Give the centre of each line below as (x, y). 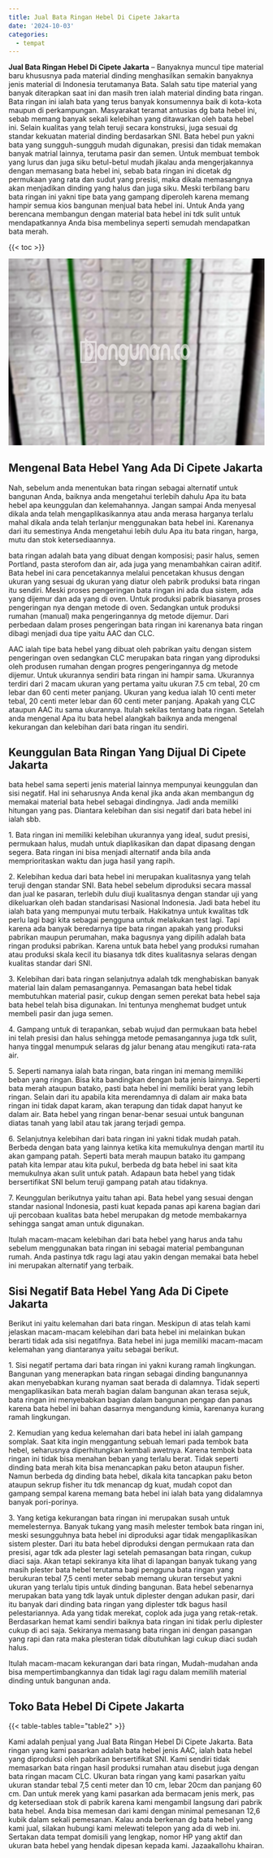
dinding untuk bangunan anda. (60, 1681)
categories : (28, 34)
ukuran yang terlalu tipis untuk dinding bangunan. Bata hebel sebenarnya (131, 1587)
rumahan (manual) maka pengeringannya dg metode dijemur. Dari (119, 616)
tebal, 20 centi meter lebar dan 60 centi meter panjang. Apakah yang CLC (132, 701)
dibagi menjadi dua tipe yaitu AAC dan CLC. (82, 633)
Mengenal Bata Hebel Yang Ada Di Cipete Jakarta (136, 468)
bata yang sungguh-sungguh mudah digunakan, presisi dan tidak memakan (135, 145)
